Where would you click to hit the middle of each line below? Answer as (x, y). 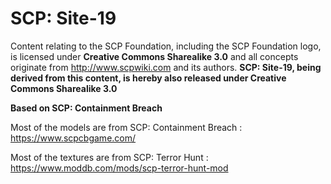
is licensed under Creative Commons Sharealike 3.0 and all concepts (154, 56)
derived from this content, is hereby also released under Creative (148, 78)
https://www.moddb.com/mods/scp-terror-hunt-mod (119, 168)
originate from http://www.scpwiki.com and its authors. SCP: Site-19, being (166, 67)
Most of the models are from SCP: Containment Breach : (126, 127)
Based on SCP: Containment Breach (86, 108)
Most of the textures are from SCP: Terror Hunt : (109, 157)
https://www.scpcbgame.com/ (73, 138)
